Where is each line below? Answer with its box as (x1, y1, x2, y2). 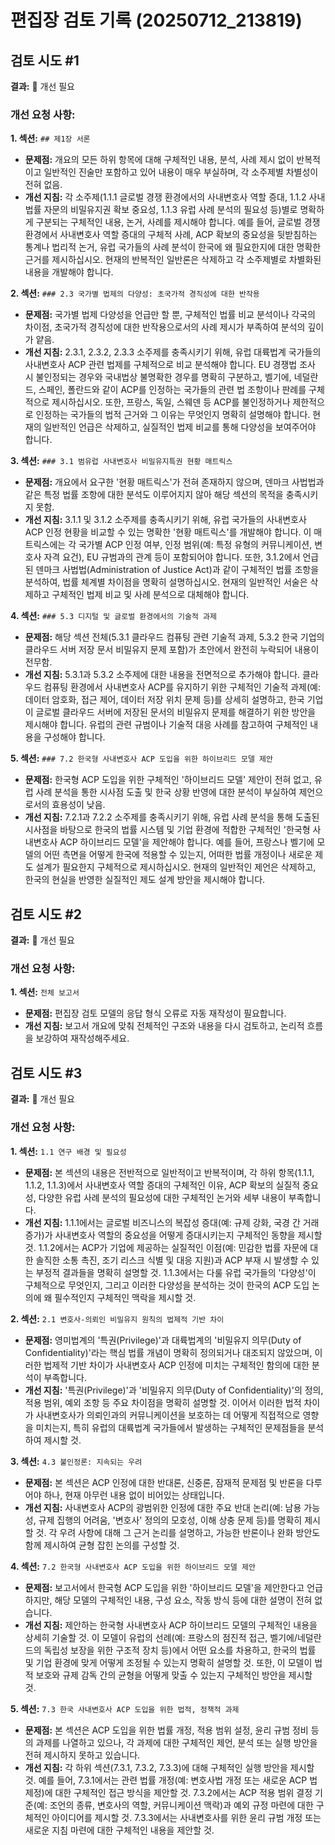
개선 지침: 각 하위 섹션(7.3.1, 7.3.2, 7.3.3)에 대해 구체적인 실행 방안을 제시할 (24, 1761, 315, 1773)
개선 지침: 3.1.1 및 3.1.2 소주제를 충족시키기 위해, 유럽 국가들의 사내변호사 (24, 514, 307, 526)
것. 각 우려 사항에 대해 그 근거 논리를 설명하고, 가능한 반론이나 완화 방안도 (35, 1526, 321, 1538)
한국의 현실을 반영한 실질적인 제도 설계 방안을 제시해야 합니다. (24, 874, 266, 886)
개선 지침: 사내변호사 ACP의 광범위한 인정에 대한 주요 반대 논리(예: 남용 (24, 1501, 302, 1513)
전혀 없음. (24, 179, 63, 191)
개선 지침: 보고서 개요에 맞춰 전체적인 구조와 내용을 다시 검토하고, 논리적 (24, 1020, 305, 1032)
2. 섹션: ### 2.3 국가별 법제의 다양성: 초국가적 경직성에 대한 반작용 (10, 287, 260, 300)
